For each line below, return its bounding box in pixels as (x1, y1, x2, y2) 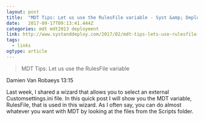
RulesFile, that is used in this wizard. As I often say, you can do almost (6, 101, 182, 108)
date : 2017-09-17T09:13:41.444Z (6, 20, 94, 26)
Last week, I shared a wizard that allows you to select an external (6, 88, 169, 96)
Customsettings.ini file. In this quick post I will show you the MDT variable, (6, 94, 192, 102)
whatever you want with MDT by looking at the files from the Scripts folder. (6, 107, 194, 115)
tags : (6, 37, 20, 43)
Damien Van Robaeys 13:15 (6, 76, 74, 83)
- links (12, 43, 32, 49)
